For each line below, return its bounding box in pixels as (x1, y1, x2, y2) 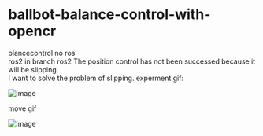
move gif (8, 104, 37, 113)
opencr (8, 22, 57, 40)
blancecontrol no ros (8, 48, 76, 57)
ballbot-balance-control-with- (8, 6, 211, 24)
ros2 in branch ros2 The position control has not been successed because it (8, 57, 256, 66)
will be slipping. (8, 64, 59, 74)
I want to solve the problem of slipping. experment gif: (8, 73, 183, 83)
